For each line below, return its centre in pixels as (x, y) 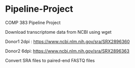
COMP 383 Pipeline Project (33, 23)
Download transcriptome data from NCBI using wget (58, 32)
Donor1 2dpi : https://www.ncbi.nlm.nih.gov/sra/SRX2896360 (67, 41)
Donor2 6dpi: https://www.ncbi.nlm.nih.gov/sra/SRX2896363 (67, 51)
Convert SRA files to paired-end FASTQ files (50, 60)
